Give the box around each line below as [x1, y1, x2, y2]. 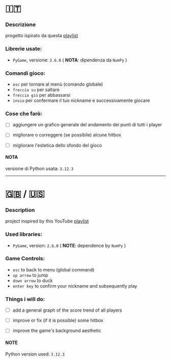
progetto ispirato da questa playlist [5, 33, 78, 39]
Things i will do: [5, 295, 45, 302]
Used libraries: [5, 231, 42, 238]
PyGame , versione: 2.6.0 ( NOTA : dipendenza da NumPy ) [12, 57, 127, 63]
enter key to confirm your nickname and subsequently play [12, 283, 137, 289]
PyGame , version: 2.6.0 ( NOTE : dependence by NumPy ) [12, 242, 126, 248]
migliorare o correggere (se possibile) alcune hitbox [12, 132, 121, 138]
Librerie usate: [5, 45, 42, 52]
